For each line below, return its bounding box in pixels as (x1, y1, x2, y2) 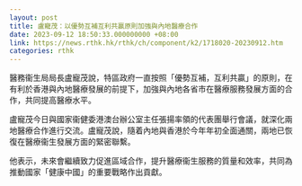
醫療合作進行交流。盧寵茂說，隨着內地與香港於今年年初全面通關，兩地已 (16, 125, 285, 136)
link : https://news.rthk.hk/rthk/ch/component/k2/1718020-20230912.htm (9, 38, 283, 48)
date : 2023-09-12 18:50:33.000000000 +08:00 (9, 30, 179, 39)
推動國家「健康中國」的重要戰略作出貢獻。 (9, 167, 167, 178)
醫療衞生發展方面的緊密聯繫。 (24, 137, 136, 147)
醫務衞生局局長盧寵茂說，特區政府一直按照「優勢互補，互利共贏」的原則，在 (9, 73, 293, 84)
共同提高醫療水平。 (24, 95, 96, 106)
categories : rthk (9, 47, 75, 56)
